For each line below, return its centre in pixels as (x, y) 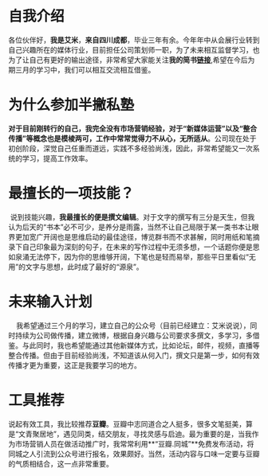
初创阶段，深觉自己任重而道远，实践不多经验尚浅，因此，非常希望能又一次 (130, 148)
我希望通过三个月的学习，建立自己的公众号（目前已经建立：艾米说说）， (133, 325)
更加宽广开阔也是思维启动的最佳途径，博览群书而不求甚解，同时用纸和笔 (134, 236)
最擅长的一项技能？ (71, 194)
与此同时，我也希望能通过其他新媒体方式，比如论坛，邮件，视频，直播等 (141, 345)
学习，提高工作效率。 (57, 158)
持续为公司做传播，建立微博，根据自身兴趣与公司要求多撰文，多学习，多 (134, 335)
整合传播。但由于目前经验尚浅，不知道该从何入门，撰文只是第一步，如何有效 (134, 355)
